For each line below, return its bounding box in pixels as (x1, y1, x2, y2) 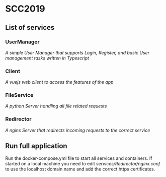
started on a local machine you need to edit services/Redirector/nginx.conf (5, 160, 160, 166)
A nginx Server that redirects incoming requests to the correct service (5, 127, 150, 133)
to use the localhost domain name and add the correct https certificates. (5, 166, 155, 172)
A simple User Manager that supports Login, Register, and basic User (5, 49, 150, 55)
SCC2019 (5, 3, 45, 15)
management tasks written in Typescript (5, 55, 90, 61)
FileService (5, 92, 34, 99)
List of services (5, 23, 55, 32)
